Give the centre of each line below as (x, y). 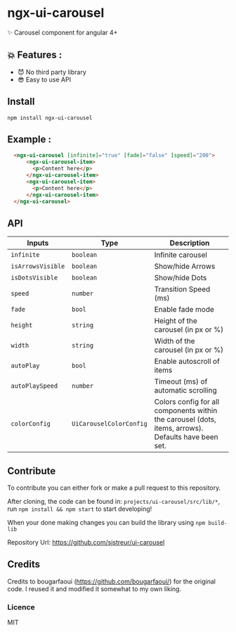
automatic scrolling (186, 391)
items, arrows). (179, 429)
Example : (29, 139)
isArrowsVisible (38, 266)
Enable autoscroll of (187, 362)
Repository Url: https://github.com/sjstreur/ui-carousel (86, 542)
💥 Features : (35, 55)
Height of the (176, 321)
